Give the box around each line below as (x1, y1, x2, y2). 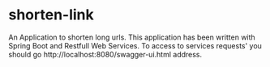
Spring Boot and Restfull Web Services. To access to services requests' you (8, 40, 262, 50)
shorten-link (8, 6, 95, 24)
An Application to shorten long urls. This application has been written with (8, 32, 255, 42)
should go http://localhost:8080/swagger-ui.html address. (8, 49, 203, 59)
